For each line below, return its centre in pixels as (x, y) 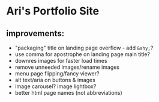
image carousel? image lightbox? (55, 86)
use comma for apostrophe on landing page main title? (82, 54)
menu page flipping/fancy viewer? (57, 73)
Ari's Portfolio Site (53, 11)
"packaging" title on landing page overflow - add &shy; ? (84, 48)
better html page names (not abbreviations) (68, 93)
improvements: (35, 33)
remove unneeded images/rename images (67, 67)
